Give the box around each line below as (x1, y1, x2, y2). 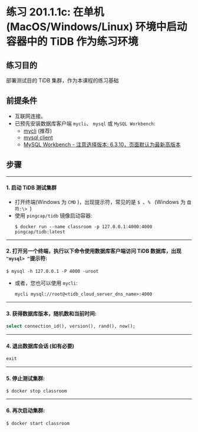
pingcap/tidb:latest (14, 229, 65, 235)
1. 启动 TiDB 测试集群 (6, 184, 57, 192)
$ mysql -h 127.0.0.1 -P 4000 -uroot (6, 269, 99, 275)
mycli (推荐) (23, 127, 52, 134)
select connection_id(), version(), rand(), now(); (6, 324, 136, 329)
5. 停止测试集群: (6, 375, 45, 382)
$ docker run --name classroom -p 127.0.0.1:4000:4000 (14, 223, 153, 230)
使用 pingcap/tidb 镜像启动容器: (14, 212, 93, 219)
